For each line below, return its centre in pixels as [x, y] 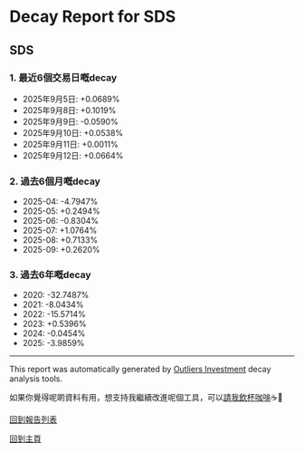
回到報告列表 [33, 419]
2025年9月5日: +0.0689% [71, 99]
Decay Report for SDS [93, 17]
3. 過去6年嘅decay [51, 275]
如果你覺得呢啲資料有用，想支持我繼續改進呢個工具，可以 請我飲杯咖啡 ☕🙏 [146, 398]
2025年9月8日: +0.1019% [69, 110]
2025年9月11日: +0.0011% [71, 144]
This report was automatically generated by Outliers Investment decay [140, 370]
